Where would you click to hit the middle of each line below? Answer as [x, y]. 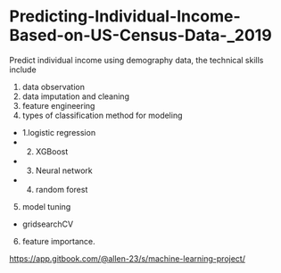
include [23, 70]
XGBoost [52, 151]
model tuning [46, 206]
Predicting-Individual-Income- [125, 17]
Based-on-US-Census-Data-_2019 [140, 35]
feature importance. [58, 241]
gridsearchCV [48, 224]
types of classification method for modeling [102, 115]
